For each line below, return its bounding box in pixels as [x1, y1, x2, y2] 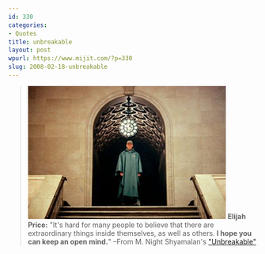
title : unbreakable [8, 38, 73, 46]
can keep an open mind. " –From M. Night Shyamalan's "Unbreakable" [27, 237, 257, 246]
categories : [8, 21, 47, 29]
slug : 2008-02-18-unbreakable [8, 63, 108, 71]
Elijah [227, 211, 247, 221]
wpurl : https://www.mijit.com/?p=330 [8, 55, 133, 63]
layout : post [8, 46, 51, 55]
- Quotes [8, 29, 37, 37]
